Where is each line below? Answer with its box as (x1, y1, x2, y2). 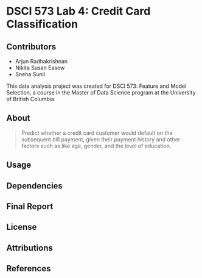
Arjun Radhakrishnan (15, 58, 68, 65)
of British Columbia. (6, 96, 56, 102)
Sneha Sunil (15, 71, 46, 77)
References (6, 263, 51, 274)
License (6, 222, 37, 232)
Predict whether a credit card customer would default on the (21, 129, 173, 137)
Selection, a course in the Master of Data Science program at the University (6, 89, 196, 96)
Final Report (6, 201, 54, 212)
